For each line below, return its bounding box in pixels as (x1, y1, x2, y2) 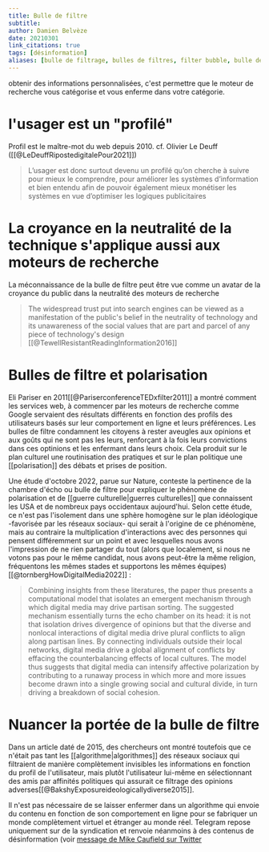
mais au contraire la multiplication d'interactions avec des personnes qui (8, 527, 247, 537)
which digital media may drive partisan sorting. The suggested (27, 602, 235, 612)
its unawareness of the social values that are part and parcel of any (27, 321, 251, 330)
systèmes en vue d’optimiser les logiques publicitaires (27, 191, 207, 200)
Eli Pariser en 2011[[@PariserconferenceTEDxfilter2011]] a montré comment (8, 392, 257, 402)
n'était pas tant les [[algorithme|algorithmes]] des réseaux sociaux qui (8, 750, 240, 760)
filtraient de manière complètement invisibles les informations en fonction (8, 759, 251, 769)
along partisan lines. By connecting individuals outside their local (27, 636, 243, 646)
